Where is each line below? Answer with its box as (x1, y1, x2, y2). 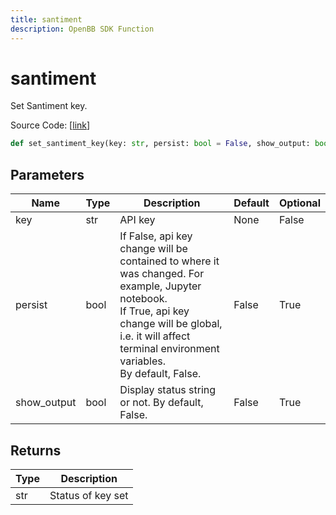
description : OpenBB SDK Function (10, 24, 155, 34)
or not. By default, (119, 396, 204, 410)
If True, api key (119, 304, 190, 318)
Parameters (10, 166, 85, 183)
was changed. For (119, 267, 205, 281)
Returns (10, 442, 62, 459)
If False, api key (119, 229, 193, 243)
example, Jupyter (119, 279, 202, 293)
